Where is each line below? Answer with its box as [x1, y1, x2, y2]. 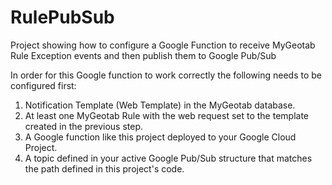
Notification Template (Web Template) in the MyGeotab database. [24, 99, 296, 111]
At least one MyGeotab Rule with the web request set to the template [24, 109, 310, 121]
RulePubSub [10, 6, 115, 29]
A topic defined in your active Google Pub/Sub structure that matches [24, 152, 313, 164]
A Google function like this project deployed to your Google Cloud [24, 131, 297, 143]
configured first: [10, 79, 77, 91]
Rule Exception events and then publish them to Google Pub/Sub [10, 49, 277, 61]
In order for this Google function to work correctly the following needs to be [10, 69, 323, 81]
